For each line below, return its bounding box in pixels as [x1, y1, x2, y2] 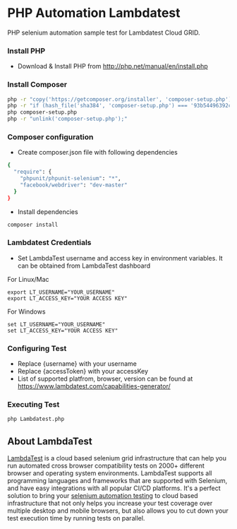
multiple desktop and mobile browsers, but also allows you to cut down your [7, 506, 229, 515]
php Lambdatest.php [7, 415, 65, 423]
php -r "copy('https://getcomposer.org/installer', [7, 95, 162, 103]
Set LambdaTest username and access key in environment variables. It [17, 254, 224, 262]
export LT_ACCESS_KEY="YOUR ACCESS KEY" [7, 295, 128, 302]
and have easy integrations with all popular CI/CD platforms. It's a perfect [7, 484, 221, 492]
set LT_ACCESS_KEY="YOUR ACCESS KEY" [7, 327, 119, 334]
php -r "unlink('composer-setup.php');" [7, 115, 128, 123]
